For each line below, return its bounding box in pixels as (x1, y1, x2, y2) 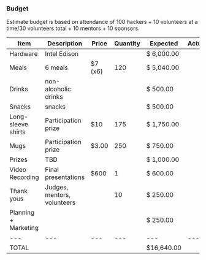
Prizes (9, 155, 28, 164)
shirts (9, 128, 26, 136)
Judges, (45, 183, 69, 191)
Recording (9, 173, 39, 182)
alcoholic (45, 85, 72, 93)
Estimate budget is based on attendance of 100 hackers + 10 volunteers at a (6, 18, 198, 26)
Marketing (9, 224, 39, 232)
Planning (9, 208, 35, 217)
